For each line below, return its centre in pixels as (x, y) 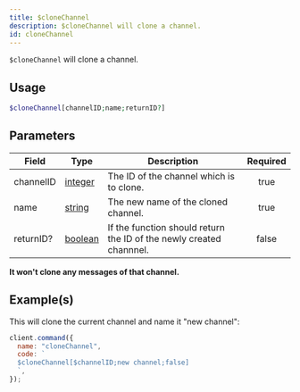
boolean (82, 238)
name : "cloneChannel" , (59, 346)
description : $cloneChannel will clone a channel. (105, 26)
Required (267, 161)
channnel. (128, 249)
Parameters (42, 136)
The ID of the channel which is (171, 176)
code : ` (32, 354)
